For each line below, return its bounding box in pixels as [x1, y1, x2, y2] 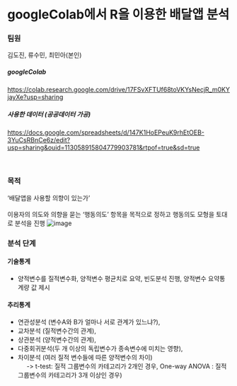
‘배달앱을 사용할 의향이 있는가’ [7, 193, 91, 202]
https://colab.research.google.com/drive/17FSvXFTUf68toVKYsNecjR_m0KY [7, 86, 230, 94]
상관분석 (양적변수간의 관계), [17, 336, 97, 344]
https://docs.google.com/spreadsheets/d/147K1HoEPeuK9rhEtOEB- [7, 128, 205, 137]
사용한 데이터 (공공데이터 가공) [7, 110, 91, 119]
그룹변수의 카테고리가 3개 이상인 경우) [17, 371, 122, 380]
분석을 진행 [14, 219, 46, 227]
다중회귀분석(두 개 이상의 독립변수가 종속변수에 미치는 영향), [17, 344, 183, 353]
